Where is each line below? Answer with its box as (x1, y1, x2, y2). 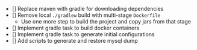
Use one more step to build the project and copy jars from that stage (20, 18, 192, 25)
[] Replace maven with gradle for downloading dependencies (11, 5, 164, 12)
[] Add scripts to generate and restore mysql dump (11, 37, 138, 44)
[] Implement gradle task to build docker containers (11, 24, 140, 31)
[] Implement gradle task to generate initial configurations (11, 31, 155, 38)
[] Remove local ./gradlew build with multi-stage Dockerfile (11, 11, 161, 19)
